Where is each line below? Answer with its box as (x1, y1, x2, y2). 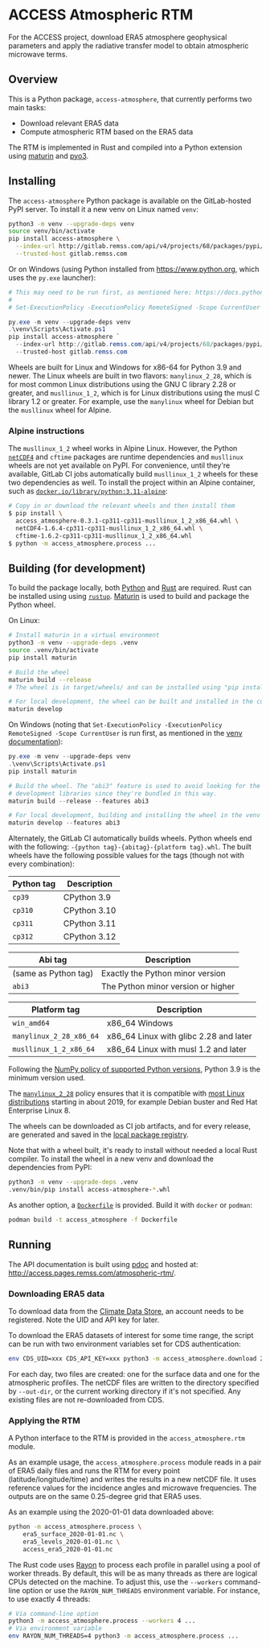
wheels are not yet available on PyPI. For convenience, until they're (8, 461, 231, 470)
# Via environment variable (8, 1625, 103, 1633)
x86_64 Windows (106, 1018, 174, 1029)
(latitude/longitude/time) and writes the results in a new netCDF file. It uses (8, 1475, 257, 1485)
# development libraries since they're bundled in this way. (8, 789, 218, 798)
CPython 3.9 (63, 892, 111, 903)
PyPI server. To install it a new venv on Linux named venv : (8, 204, 198, 214)
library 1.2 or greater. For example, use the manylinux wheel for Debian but (8, 396, 254, 406)
